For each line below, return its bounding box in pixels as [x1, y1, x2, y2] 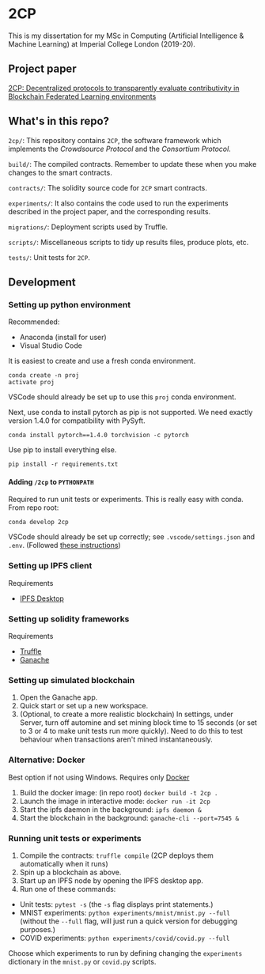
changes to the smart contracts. [8, 168, 112, 177]
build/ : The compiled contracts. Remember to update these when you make [8, 159, 257, 168]
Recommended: [8, 317, 60, 327]
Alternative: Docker [8, 754, 85, 765]
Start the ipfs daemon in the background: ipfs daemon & [19, 804, 202, 814]
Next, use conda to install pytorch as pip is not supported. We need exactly [8, 408, 253, 417]
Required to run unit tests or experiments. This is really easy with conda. [8, 495, 244, 504]
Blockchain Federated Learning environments [8, 92, 157, 101]
